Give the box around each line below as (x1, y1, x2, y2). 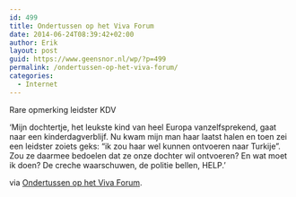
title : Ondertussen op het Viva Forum (9, 21, 154, 30)
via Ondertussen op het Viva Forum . (9, 176, 143, 188)
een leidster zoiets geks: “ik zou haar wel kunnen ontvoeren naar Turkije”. (9, 141, 281, 151)
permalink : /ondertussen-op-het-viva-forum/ (9, 64, 178, 73)
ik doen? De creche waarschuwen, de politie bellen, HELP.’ (9, 159, 226, 170)
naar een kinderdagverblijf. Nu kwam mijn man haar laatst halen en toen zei (9, 131, 288, 141)
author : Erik (9, 38, 58, 47)
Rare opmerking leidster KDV (9, 104, 117, 115)
